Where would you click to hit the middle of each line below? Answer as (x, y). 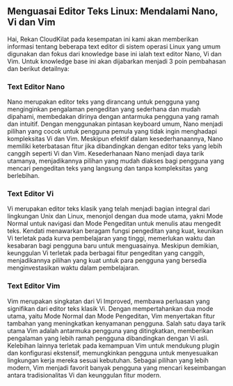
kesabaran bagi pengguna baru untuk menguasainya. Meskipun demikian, (113, 246)
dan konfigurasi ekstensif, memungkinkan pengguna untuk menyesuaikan (113, 353)
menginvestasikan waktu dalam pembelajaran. (74, 268)
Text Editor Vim (34, 286)
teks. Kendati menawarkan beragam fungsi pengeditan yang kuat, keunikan (115, 231)
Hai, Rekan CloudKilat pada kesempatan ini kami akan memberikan (103, 39)
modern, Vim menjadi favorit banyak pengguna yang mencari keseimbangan (116, 367)
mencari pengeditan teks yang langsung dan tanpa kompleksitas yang (108, 168)
